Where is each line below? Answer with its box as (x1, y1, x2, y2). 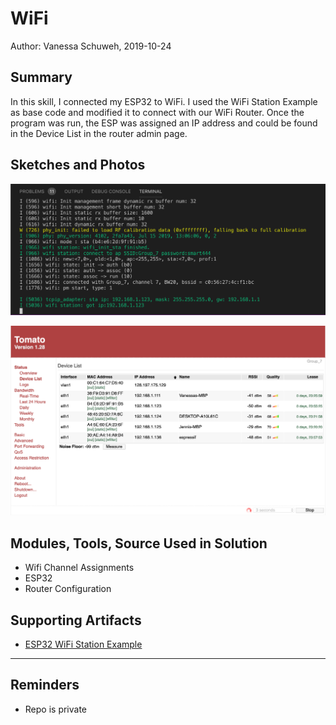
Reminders (10, 677, 80, 694)
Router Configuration (24, 583, 112, 595)
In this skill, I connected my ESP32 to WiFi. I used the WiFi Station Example (10, 95, 318, 107)
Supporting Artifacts (10, 612, 142, 629)
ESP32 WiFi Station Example (24, 638, 143, 651)
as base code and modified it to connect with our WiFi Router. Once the (10, 106, 305, 118)
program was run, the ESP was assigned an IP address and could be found (10, 117, 318, 129)
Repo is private (24, 703, 88, 715)
